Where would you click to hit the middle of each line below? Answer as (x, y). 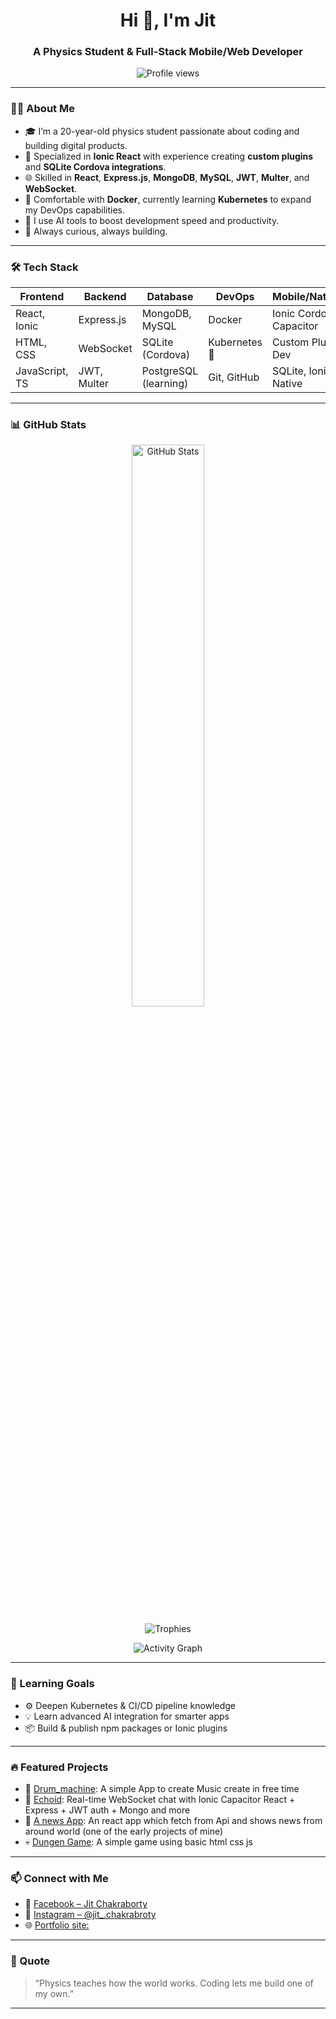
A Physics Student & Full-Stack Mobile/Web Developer (168, 52)
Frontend (42, 297)
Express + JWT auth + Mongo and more (107, 1810)
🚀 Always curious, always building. (96, 231)
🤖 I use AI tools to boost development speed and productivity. (152, 220)
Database (170, 297)
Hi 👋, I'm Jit (168, 20)
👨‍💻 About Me (42, 109)
